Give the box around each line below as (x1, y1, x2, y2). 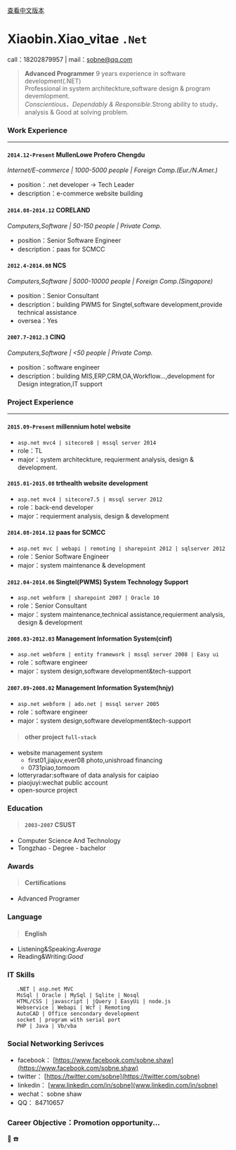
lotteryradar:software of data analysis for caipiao (17, 771, 159, 779)
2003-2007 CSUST (24, 821, 76, 829)
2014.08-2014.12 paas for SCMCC (7, 528, 106, 537)
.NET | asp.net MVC (16, 986, 74, 993)
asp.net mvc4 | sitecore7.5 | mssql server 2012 (17, 496, 163, 503)
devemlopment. (24, 91, 70, 100)
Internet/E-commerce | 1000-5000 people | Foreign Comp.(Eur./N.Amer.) (7, 166, 218, 174)
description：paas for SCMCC (17, 244, 105, 253)
